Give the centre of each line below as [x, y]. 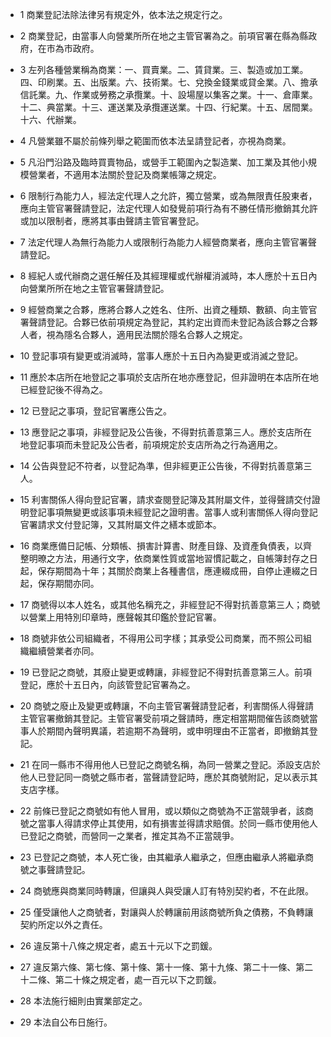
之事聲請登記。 [59, 869]
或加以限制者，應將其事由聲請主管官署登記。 [112, 221]
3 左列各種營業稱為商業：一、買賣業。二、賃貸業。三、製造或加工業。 [164, 69]
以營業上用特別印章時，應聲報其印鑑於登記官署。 [120, 617]
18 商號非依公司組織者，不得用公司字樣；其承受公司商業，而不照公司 [161, 638]
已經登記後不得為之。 [63, 389]
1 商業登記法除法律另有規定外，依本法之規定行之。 [123, 14]
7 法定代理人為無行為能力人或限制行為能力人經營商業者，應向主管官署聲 [168, 242]
